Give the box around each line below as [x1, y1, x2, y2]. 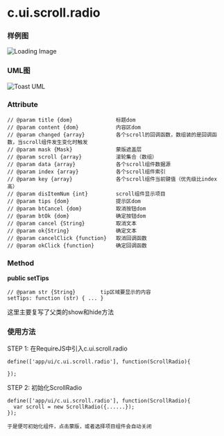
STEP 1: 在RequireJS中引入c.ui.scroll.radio [7, 344, 128, 353]
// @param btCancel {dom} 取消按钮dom [7, 205, 146, 213]
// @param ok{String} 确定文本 [7, 227, 137, 234]
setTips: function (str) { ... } [7, 295, 104, 302]
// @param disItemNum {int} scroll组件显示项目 [7, 191, 166, 197]
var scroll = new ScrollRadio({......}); [13, 403, 135, 410]
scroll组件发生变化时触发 [22, 139, 88, 146]
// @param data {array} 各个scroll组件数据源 [7, 161, 171, 168]
